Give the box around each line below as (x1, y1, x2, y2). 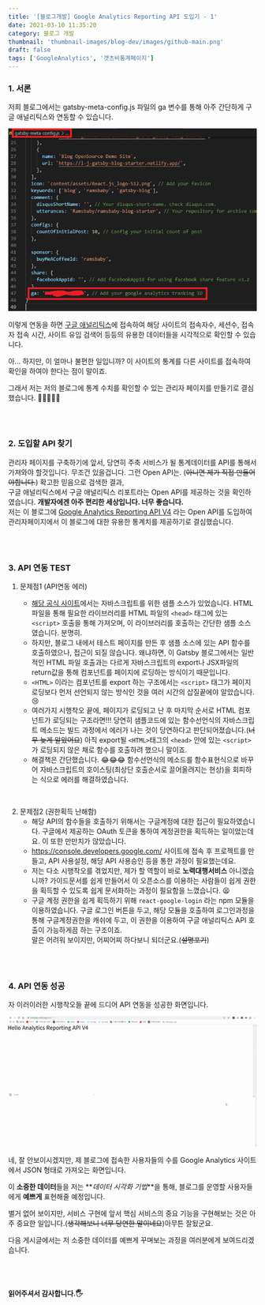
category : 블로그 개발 (8, 29, 75, 37)
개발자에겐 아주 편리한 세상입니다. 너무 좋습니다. (37, 497, 184, 506)
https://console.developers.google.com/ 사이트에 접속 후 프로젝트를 (31, 846, 247, 856)
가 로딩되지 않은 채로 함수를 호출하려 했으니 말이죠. (31, 745, 188, 754)
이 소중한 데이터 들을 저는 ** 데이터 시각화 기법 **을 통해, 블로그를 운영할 (8, 1182, 226, 1192)
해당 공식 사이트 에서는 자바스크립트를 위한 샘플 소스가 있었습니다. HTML (31, 599, 254, 608)
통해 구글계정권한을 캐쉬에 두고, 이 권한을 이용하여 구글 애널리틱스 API (31, 916, 247, 925)
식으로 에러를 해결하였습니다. (39, 775, 129, 784)
